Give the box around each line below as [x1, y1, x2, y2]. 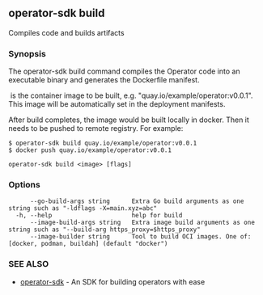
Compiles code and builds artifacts [8, 27, 125, 37]
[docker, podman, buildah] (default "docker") [8, 240, 168, 248]
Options [8, 179, 40, 191]
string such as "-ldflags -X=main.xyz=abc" [8, 204, 158, 213]
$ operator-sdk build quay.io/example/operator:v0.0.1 [8, 139, 197, 148]
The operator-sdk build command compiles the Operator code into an [8, 66, 240, 76]
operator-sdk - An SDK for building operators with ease [19, 276, 206, 286]
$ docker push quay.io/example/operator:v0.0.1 [8, 146, 172, 154]
